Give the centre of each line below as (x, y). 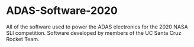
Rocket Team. (23, 39)
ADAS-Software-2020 (62, 11)
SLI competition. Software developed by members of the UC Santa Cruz (94, 32)
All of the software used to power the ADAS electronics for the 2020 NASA (97, 27)
